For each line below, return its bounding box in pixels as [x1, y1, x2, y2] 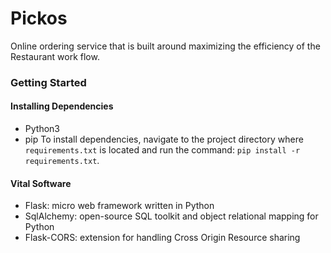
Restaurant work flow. [10, 50, 100, 62]
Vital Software [10, 177, 72, 189]
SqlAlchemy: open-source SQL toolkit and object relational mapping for [24, 210, 319, 222]
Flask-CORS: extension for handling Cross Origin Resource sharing [24, 232, 301, 244]
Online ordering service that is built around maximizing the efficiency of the [10, 40, 321, 52]
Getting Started [10, 75, 87, 89]
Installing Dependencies [10, 100, 114, 112]
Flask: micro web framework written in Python [24, 200, 215, 212]
